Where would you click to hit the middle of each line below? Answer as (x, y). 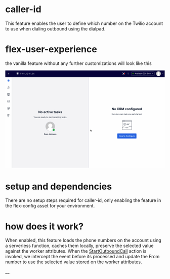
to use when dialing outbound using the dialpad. (55, 28)
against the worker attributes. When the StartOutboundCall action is (76, 251)
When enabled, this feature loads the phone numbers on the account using (83, 240)
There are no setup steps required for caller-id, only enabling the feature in (83, 200)
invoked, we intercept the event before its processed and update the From (82, 257)
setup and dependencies (59, 186)
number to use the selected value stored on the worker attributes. (74, 262)
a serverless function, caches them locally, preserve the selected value (79, 246)
